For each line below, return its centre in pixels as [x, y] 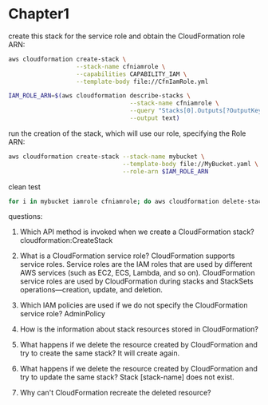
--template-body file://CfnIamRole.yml [142, 81]
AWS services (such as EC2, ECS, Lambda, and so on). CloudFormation [137, 273]
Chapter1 [39, 14]
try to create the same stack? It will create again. [100, 353]
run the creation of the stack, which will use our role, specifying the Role [127, 133]
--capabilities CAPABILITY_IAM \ [132, 74]
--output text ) [155, 118]
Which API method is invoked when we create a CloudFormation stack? [137, 232]
